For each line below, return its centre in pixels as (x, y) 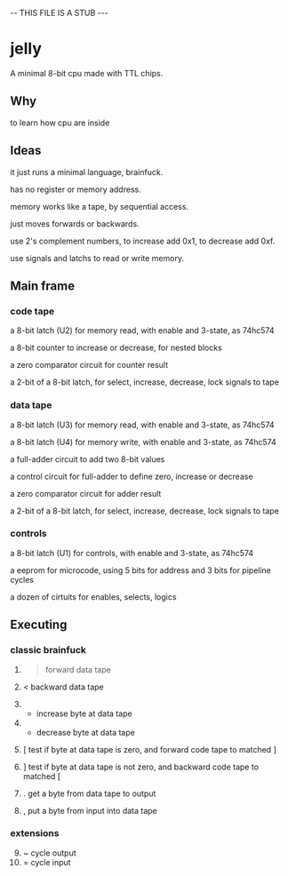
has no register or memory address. (76, 189)
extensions (35, 833)
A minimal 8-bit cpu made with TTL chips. (87, 73)
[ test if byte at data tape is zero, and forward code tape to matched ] (149, 749)
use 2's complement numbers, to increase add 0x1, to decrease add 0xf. (143, 241)
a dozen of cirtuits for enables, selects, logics (93, 597)
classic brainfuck (48, 650)
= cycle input (47, 862)
